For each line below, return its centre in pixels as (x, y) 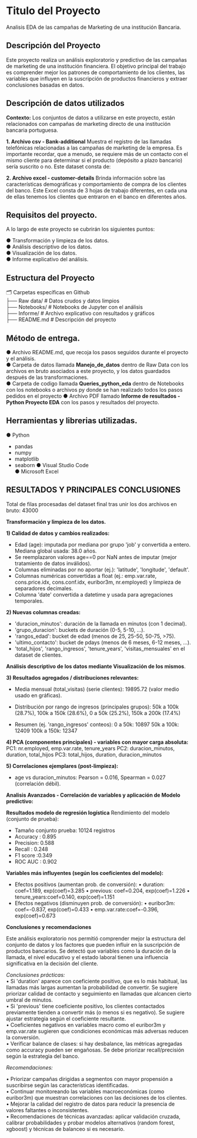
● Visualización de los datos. (42, 253)
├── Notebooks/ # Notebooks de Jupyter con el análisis (74, 307)
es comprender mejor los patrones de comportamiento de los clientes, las (96, 72)
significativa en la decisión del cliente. (52, 963)
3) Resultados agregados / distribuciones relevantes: (73, 677)
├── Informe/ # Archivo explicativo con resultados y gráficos (80, 314)
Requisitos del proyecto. (52, 215)
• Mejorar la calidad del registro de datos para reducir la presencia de (91, 1104)
